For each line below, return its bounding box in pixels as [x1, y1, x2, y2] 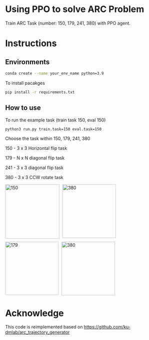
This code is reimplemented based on [5, 324, 83, 330]
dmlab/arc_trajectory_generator [5, 329, 70, 335]
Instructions [5, 38, 57, 49]
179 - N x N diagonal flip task [5, 155, 65, 161]
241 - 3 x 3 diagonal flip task [5, 164, 64, 171]
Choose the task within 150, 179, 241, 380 [5, 135, 90, 141]
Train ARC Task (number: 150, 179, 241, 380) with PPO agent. [5, 20, 131, 26]
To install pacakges [5, 80, 45, 86]
